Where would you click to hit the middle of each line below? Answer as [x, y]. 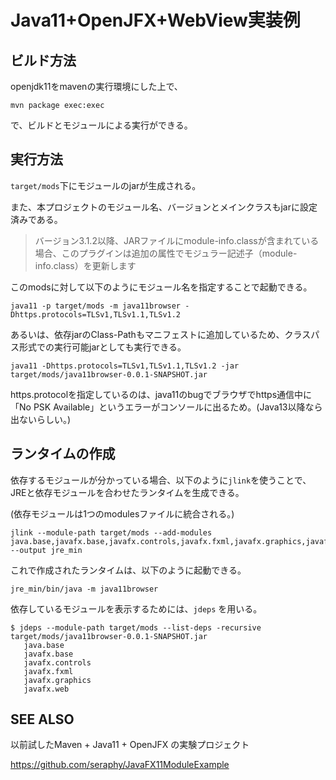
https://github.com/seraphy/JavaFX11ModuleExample [120, 765]
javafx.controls [57, 662]
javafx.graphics [57, 680]
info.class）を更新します [85, 265]
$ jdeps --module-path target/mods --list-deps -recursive [136, 627]
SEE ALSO [42, 719]
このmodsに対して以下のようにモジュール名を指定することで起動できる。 [161, 287]
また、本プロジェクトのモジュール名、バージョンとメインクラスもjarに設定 [164, 207]
